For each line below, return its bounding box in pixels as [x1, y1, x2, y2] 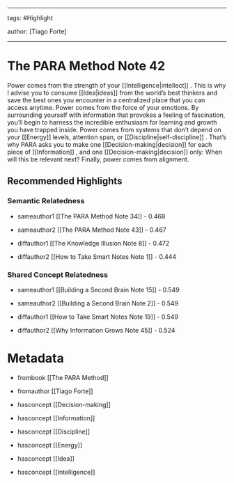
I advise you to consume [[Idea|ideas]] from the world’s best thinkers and [7, 88, 218, 97]
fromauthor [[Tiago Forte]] [17, 387, 93, 395]
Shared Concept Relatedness [7, 269, 108, 279]
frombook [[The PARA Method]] [17, 373, 109, 381]
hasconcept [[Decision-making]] [17, 400, 111, 409]
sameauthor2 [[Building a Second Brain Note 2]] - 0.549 [17, 299, 179, 307]
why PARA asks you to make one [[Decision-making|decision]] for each [7, 140, 212, 148]
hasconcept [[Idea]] [17, 454, 75, 463]
